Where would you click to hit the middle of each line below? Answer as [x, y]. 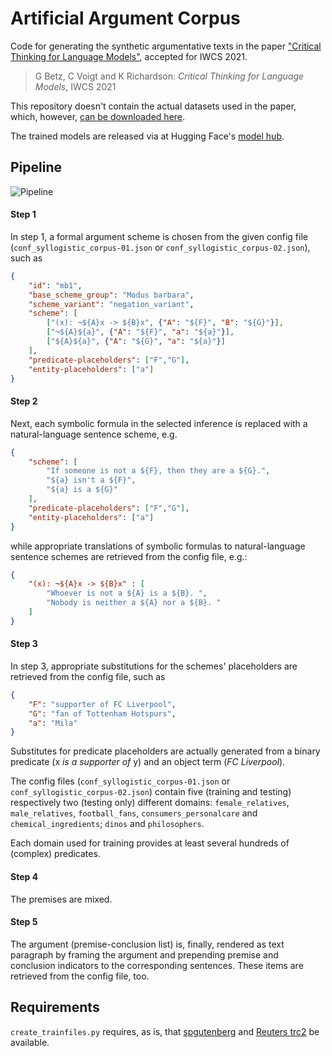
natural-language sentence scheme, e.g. [94, 434]
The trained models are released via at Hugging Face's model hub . [147, 136]
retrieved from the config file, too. [80, 976]
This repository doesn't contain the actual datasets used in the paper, [153, 106]
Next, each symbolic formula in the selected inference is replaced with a [159, 423]
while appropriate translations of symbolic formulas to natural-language [158, 546]
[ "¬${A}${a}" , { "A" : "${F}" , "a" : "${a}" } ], [140, 332]
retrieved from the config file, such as [88, 676]
